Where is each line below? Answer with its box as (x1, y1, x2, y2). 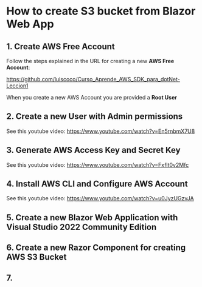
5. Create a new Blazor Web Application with (6, 212, 178, 223)
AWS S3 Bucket (6, 252, 67, 262)
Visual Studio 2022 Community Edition (6, 221, 157, 232)
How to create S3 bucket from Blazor (6, 4, 196, 18)
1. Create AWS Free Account (6, 41, 115, 52)
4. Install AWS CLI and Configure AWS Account (6, 179, 188, 189)
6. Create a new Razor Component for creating (6, 243, 186, 253)
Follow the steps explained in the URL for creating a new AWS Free (6, 58, 175, 64)
